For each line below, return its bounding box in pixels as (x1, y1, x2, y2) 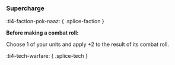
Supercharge (6, 4, 44, 13)
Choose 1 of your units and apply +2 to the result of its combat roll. (6, 41, 169, 48)
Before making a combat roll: (6, 29, 79, 36)
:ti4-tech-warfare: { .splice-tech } (6, 52, 88, 60)
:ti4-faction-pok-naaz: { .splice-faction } (6, 18, 105, 25)
